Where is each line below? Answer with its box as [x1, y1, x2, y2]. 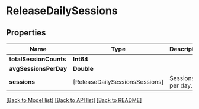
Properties [6, 28, 46, 38]
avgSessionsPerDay [9, 65, 68, 72]
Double [73, 65, 94, 72]
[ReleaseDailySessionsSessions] [73, 78, 164, 86]
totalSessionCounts [9, 55, 66, 63]
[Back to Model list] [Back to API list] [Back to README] [6, 97, 142, 104]
